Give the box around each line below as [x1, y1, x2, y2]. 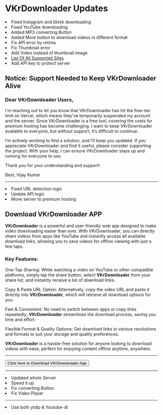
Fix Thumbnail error [11, 45, 50, 50]
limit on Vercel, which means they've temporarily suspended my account [5, 113, 150, 118]
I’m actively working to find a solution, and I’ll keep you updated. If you [5, 137, 146, 143]
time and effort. [5, 316, 36, 322]
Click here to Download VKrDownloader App [7, 360, 87, 365]
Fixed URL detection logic [11, 185, 63, 192]
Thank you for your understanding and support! [5, 162, 100, 168]
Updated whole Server [11, 375, 56, 381]
